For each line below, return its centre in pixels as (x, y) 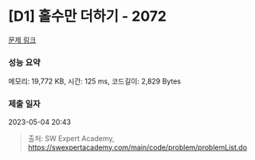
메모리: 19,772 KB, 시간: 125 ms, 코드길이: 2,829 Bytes (95, 81)
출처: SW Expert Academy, (71, 138)
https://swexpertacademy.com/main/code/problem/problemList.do (137, 147)
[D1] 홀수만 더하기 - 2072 (88, 16)
